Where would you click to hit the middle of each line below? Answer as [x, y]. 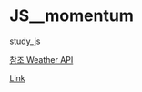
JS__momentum [71, 16]
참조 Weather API [41, 59]
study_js [25, 41]
